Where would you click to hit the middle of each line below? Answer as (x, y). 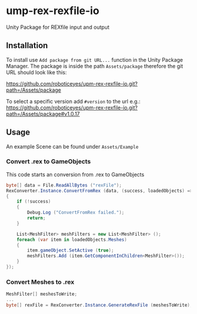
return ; (36, 218)
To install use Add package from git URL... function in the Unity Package (95, 59)
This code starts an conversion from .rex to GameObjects (75, 174)
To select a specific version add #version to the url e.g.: (73, 101)
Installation (27, 46)
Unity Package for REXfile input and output (58, 27)
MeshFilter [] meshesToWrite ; (42, 294)
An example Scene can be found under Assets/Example (72, 146)
